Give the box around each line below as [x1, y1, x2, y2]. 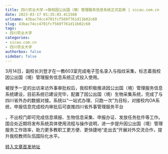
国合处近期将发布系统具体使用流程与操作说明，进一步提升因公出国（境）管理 [5, 120, 163, 126]
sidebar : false [5, 53, 37, 59]
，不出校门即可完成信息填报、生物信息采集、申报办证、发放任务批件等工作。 [5, 114, 163, 120]
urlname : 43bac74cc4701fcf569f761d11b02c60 [5, 16, 97, 21]
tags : [5, 26, 16, 31]
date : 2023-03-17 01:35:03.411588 [5, 12, 77, 17]
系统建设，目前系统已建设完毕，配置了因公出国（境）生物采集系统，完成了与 [5, 91, 163, 97]
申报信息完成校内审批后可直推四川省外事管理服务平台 [13, 103, 123, 110]
